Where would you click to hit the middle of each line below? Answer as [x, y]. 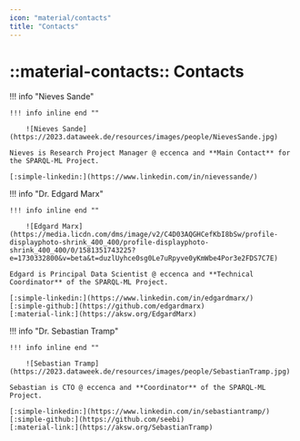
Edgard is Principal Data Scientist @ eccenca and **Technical [132, 274]
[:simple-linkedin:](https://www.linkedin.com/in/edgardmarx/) [132, 298]
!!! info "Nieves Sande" [52, 97]
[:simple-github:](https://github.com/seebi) [97, 420]
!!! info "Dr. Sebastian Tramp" [64, 331]
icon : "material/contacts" [60, 18]
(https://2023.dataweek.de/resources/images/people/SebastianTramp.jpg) [150, 372]
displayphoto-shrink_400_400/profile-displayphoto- [109, 242]
